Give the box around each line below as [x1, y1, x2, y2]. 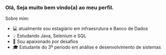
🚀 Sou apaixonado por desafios [12, 38, 78, 44]
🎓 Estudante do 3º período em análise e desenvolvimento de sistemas [12, 44, 161, 50]
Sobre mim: [5, 16, 29, 22]
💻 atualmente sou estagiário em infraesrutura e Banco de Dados [12, 26, 148, 32]
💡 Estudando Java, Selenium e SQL [12, 33, 87, 39]
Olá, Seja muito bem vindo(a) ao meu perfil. [5, 4, 114, 11]
